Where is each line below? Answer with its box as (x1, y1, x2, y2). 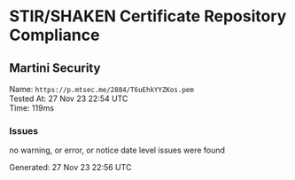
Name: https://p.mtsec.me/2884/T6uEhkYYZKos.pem (9, 84, 195, 94)
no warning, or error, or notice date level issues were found (9, 145, 226, 156)
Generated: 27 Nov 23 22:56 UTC (9, 162, 132, 173)
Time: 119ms (9, 103, 55, 113)
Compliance (9, 25, 100, 45)
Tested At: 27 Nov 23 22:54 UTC (9, 93, 128, 104)
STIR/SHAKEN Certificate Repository (9, 6, 287, 27)
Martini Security (9, 60, 101, 75)
